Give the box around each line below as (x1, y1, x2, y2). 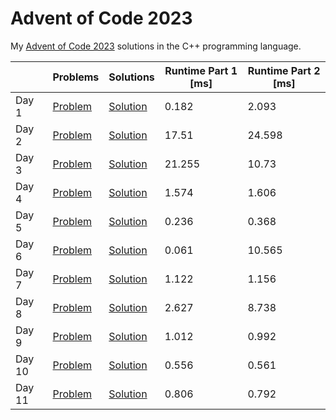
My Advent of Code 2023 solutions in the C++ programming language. (10, 40, 302, 52)
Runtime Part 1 (164, 63, 238, 77)
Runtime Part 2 (247, 63, 321, 77)
